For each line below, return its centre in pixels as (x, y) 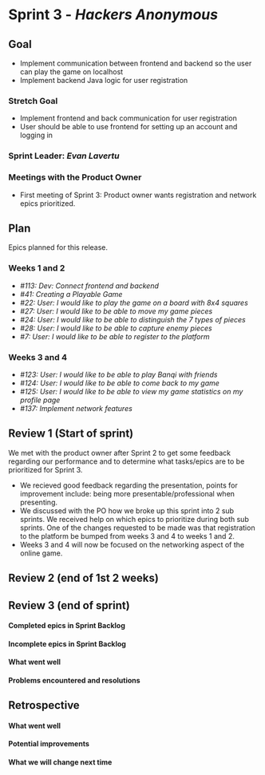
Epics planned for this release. (58, 247)
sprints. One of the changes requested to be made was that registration (137, 528)
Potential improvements (49, 744)
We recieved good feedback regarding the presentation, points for (129, 485)
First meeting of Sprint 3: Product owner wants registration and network (138, 195)
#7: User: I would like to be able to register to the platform (115, 336)
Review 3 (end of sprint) (69, 605)
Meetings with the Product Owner (75, 177)
